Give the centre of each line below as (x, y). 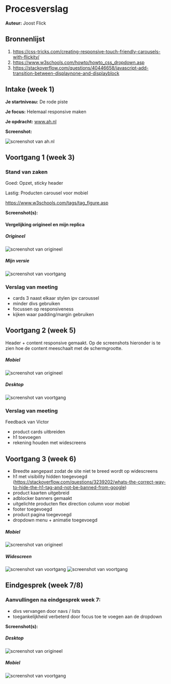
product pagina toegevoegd (42, 514)
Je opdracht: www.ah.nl (31, 121)
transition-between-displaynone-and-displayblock (66, 73)
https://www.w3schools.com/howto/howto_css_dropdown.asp (79, 62)
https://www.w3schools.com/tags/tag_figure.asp (57, 203)
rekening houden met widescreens (49, 443)
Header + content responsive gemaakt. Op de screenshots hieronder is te (83, 343)
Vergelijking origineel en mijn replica (45, 224)
